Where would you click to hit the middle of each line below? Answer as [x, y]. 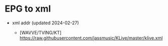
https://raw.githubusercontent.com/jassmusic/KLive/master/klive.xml [91, 38]
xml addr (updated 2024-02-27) [45, 23]
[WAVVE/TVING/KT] [40, 32]
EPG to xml [28, 9]
